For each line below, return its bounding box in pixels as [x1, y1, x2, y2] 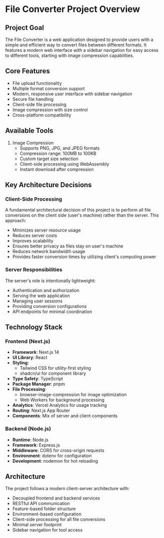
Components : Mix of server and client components [12, 413, 118, 419]
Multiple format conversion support [12, 85, 85, 91]
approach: [5, 218, 26, 224]
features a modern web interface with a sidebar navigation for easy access [5, 47, 159, 53]
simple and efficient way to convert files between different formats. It [5, 42, 147, 48]
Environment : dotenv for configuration [12, 453, 92, 459]
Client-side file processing [12, 101, 67, 107]
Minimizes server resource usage [12, 227, 81, 233]
